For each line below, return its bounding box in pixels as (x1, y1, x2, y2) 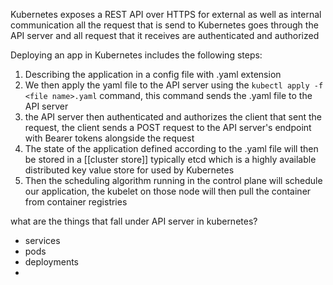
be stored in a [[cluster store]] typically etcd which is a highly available (24, 154, 317, 165)
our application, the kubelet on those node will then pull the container (24, 185, 312, 197)
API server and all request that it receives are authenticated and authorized (10, 30, 320, 41)
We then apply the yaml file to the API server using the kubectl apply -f (24, 79, 324, 91)
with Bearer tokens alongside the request (24, 132, 195, 144)
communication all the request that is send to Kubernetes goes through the (10, 19, 319, 31)
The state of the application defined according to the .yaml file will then (24, 143, 319, 154)
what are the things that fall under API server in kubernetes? (10, 215, 258, 227)
